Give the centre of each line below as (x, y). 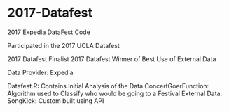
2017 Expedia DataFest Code (49, 32)
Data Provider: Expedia (40, 72)
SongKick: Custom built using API (56, 101)
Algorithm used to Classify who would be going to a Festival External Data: (115, 93)
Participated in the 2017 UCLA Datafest (64, 45)
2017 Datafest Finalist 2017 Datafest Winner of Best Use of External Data (112, 59)
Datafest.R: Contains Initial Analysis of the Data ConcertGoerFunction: (108, 86)
